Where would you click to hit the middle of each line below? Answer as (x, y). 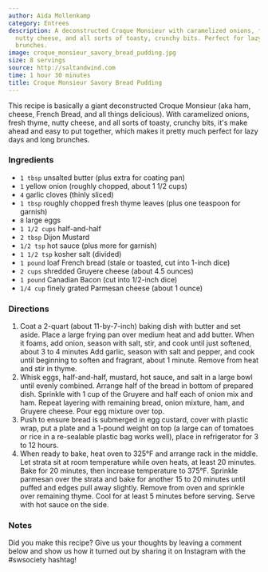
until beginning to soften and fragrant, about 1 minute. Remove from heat (139, 360)
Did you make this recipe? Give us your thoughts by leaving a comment (125, 543)
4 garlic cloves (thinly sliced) (67, 194)
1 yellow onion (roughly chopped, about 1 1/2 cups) (103, 186)
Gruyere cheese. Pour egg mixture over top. (92, 411)
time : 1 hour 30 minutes (49, 75)
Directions (29, 309)
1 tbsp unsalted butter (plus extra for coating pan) (102, 178)
